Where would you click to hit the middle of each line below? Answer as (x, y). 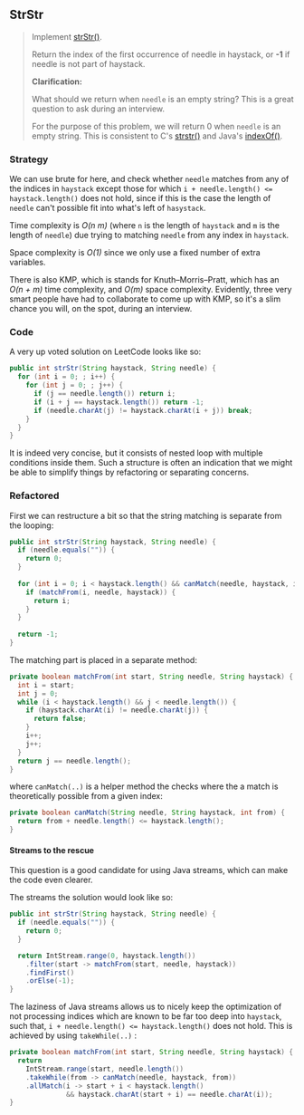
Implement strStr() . (66, 36)
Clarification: (57, 82)
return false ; (60, 719)
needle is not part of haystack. (88, 63)
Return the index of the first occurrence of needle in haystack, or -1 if (161, 54)
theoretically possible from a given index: (86, 796)
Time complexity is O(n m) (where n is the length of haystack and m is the (145, 226)
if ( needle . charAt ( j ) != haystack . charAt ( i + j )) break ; (143, 410)
